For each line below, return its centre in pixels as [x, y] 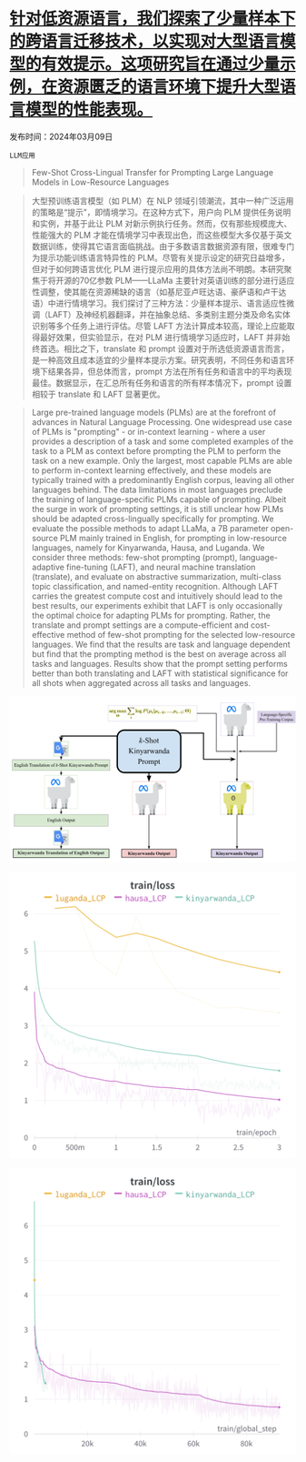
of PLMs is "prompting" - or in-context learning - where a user [148, 431]
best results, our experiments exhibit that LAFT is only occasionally [157, 605]
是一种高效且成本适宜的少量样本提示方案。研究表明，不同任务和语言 [159, 359]
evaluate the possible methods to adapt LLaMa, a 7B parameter [150, 528]
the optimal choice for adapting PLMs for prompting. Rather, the [151, 615]
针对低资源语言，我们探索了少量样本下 [153, 19]
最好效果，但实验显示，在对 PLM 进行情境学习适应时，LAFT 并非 [161, 337]
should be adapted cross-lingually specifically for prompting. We [153, 519]
